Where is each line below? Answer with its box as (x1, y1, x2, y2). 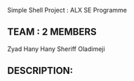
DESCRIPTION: (7, 65, 74, 77)
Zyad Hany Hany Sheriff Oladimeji (7, 45, 105, 53)
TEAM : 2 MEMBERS (7, 26, 97, 38)
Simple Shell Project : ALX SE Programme (7, 6, 128, 14)
